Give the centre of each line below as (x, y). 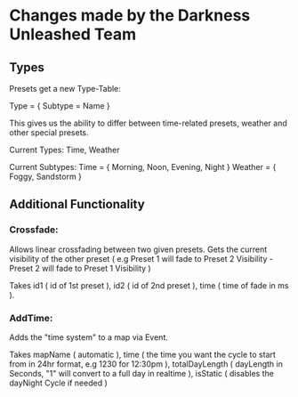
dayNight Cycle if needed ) (59, 383)
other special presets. (49, 133)
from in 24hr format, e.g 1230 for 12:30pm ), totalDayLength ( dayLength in (146, 364)
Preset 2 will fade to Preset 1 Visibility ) (80, 268)
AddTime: (31, 318)
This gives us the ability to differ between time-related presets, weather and (148, 123)
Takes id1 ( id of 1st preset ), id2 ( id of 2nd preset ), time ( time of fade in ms (149, 285)
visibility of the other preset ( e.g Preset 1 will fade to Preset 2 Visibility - (141, 258)
